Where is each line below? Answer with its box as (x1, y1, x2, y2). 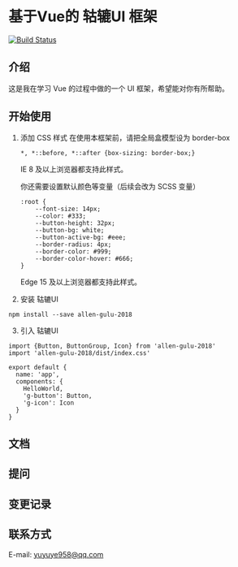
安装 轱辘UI (19, 294, 58, 304)
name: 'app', (15, 370, 60, 379)
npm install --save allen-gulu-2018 (8, 310, 132, 318)
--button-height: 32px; (35, 219, 115, 227)
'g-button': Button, (23, 392, 93, 400)
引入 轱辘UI (19, 326, 58, 335)
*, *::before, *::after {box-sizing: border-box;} (19, 149, 196, 157)
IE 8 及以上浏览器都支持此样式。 (19, 164, 128, 174)
